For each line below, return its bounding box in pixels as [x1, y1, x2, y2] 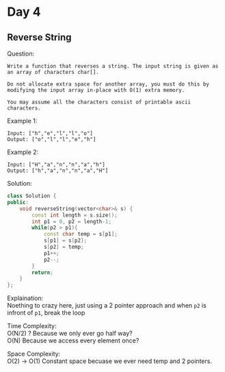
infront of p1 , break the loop [7, 309, 85, 317]
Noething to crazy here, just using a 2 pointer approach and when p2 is [7, 301, 207, 310]
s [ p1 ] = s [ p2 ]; [43, 237, 88, 244]
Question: [7, 49, 35, 58]
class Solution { [7, 193, 57, 199]
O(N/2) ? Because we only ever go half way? [7, 330, 133, 338]
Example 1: [7, 117, 38, 125]
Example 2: [7, 148, 39, 156]
